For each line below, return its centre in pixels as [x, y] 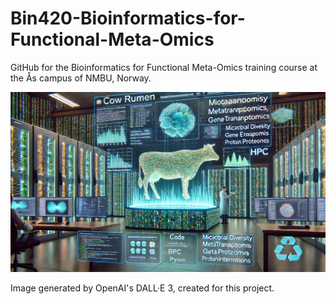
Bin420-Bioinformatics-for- [128, 18]
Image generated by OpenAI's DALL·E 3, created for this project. [142, 288]
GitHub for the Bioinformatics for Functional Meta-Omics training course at [164, 67]
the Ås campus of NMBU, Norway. [81, 78]
